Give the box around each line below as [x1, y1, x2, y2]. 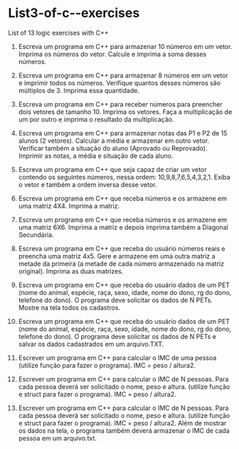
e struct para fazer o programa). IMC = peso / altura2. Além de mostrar [18, 418, 227, 427]
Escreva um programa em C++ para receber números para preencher [18, 99, 223, 108]
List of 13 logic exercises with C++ [8, 28, 109, 37]
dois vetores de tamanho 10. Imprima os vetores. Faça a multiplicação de [18, 107, 233, 116]
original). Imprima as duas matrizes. [18, 266, 124, 275]
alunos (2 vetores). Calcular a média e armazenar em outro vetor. [18, 136, 209, 145]
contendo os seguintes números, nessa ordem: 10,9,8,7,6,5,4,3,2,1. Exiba [18, 173, 230, 181]
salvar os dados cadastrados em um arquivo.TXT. [18, 340, 164, 348]
